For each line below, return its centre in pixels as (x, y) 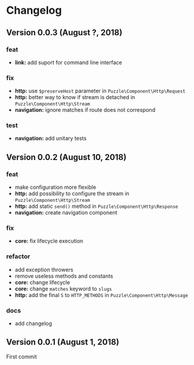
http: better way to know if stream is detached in (75, 97)
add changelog (33, 324)
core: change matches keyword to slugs (63, 289)
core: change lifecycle (42, 282)
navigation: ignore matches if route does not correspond (85, 110)
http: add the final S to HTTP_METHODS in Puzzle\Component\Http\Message (101, 295)
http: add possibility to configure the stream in (72, 194)
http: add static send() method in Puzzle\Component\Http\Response (96, 206)
